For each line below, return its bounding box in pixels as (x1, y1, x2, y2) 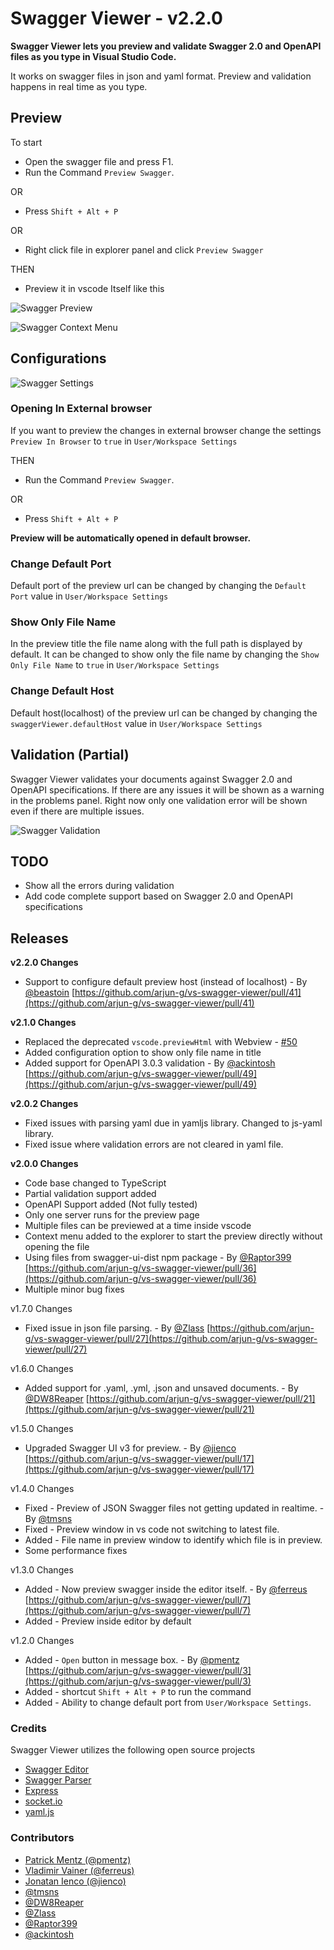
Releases (10, 930, 69, 947)
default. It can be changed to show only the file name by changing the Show (10, 648, 320, 661)
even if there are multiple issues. (10, 805, 145, 817)
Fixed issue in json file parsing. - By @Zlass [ (24, 1322, 211, 1334)
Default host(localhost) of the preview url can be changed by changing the (10, 707, 318, 719)
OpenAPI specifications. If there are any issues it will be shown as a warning (10, 783, 325, 796)
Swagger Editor (24, 1763, 90, 1776)
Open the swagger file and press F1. (24, 155, 174, 167)
